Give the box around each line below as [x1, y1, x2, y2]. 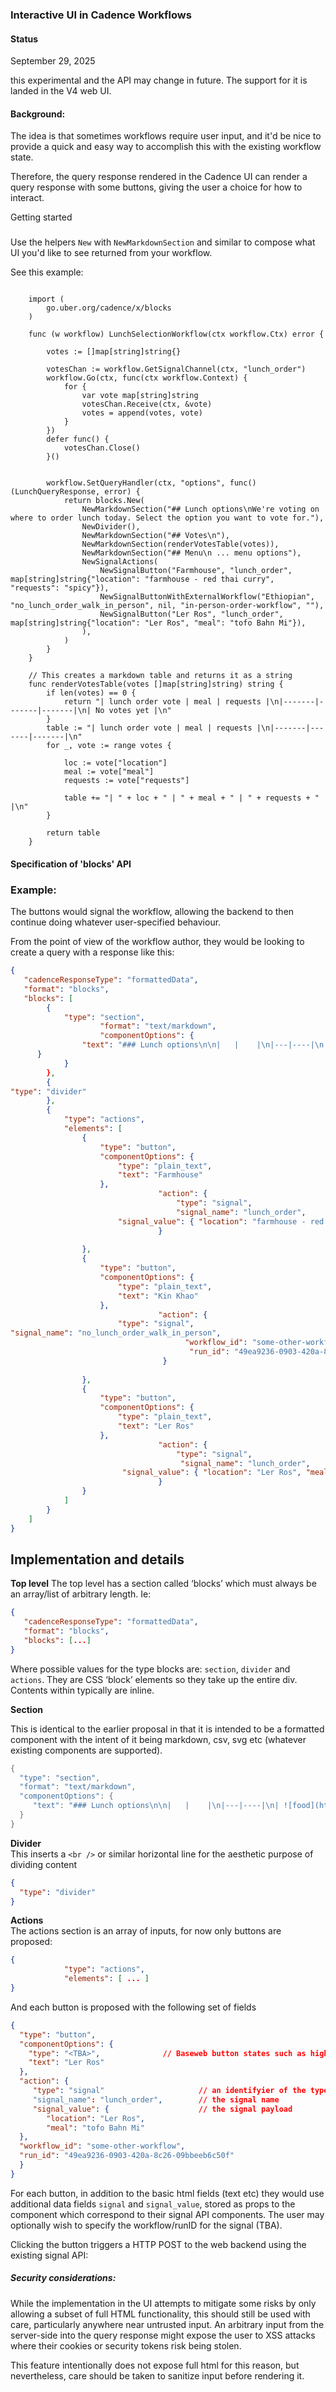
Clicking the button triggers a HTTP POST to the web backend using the [10, 2238, 307, 2250]
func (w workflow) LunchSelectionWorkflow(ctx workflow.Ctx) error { [28, 329, 325, 340]
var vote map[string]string [81, 391, 199, 401]
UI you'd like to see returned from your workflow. [10, 247, 213, 259]
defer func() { [46, 434, 110, 445]
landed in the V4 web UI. [10, 85, 112, 97]
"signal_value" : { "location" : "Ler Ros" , [121, 1468, 302, 1478]
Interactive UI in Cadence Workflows [10, 8, 192, 22]
